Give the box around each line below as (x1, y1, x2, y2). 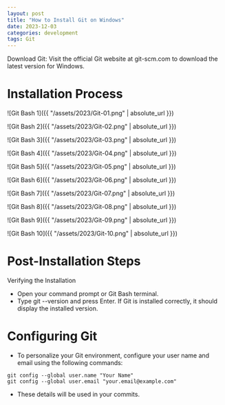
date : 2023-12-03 (7, 23, 57, 30)
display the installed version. (17, 304, 98, 313)
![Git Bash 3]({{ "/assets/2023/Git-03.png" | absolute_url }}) (7, 136, 177, 144)
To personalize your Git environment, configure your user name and (17, 351, 210, 359)
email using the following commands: (17, 358, 123, 366)
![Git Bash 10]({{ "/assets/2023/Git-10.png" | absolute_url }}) (7, 229, 178, 238)
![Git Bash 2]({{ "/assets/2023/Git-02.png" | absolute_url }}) (7, 122, 177, 131)
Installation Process (7, 86, 123, 102)
